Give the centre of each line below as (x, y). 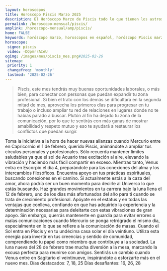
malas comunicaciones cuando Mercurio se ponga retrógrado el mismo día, (83, 221)
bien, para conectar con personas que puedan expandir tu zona (83, 94)
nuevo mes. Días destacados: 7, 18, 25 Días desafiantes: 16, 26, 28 (73, 263)
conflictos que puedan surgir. (47, 131)
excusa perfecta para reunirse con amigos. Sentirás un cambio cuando (78, 252)
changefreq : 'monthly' (31, 70)
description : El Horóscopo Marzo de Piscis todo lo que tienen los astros (84, 19)
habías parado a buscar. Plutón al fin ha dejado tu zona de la (79, 115)
